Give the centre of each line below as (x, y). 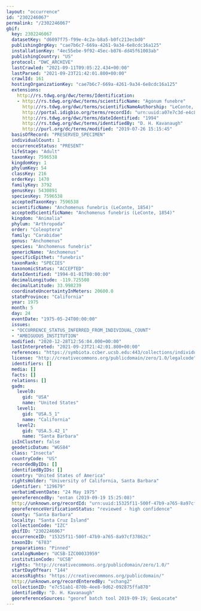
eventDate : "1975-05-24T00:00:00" (54, 319)
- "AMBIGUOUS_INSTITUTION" (45, 336)
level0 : (26, 392)
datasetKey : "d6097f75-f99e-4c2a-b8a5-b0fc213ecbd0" (79, 40)
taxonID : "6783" (32, 543)
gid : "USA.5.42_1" (45, 431)
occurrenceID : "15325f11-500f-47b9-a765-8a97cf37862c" (81, 537)
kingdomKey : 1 (29, 163)
